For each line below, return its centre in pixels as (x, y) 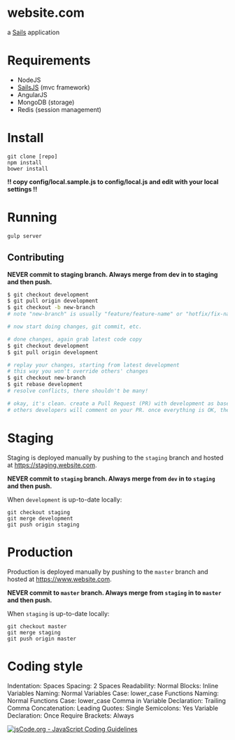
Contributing (36, 258)
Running (32, 218)
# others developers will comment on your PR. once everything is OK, (112, 410)
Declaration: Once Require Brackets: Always (71, 716)
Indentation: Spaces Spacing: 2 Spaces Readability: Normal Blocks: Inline (113, 685)
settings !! (22, 189)
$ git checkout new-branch (47, 378)
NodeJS (29, 80)
